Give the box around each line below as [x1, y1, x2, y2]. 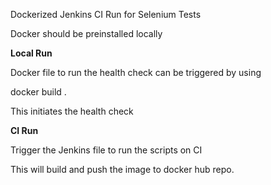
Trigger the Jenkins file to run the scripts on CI [10, 144, 203, 156]
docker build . [10, 86, 67, 98]
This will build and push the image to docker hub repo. [10, 164, 235, 175]
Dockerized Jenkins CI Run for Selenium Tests [10, 9, 202, 20]
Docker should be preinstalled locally [10, 28, 163, 39]
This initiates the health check [10, 105, 134, 117]
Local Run [10, 47, 53, 59]
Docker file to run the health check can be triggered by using [10, 67, 262, 78]
